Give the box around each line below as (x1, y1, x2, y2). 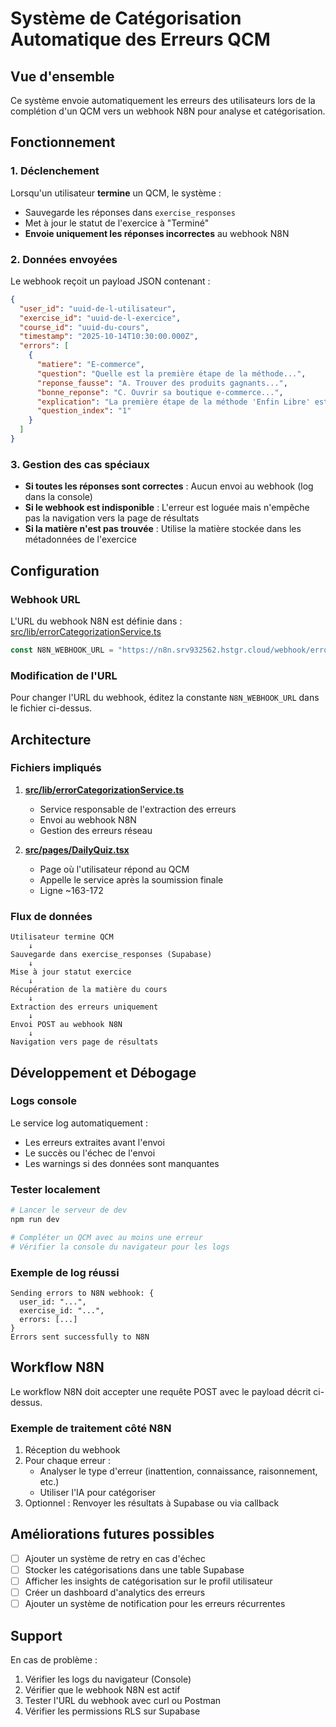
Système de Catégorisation (10, 7, 242, 30)
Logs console (10, 1094, 77, 1108)
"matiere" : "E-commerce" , (36, 360, 145, 370)
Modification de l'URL (10, 668, 118, 682)
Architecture (10, 731, 92, 748)
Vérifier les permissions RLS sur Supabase (24, 1705, 201, 1717)
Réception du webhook (24, 1444, 121, 1456)
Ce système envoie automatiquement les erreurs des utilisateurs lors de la (10, 95, 316, 106)
